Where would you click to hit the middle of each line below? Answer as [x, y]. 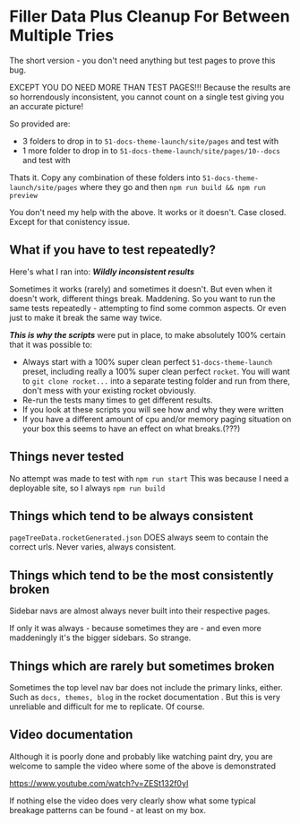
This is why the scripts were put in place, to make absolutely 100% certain [148, 334]
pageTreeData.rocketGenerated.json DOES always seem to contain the [139, 538]
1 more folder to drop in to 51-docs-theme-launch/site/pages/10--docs [151, 151]
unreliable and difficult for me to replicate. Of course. [107, 707]
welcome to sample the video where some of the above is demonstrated [142, 766]
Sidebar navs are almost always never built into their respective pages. [140, 611]
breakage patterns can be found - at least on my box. [107, 810]
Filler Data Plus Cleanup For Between [150, 17]
